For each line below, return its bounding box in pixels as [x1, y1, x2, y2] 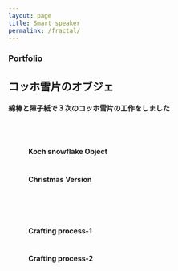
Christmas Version [28, 174, 92, 184]
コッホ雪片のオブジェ [8, 79, 114, 93]
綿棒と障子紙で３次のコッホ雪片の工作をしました [8, 103, 170, 113]
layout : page [8, 11, 52, 20]
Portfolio [8, 53, 43, 64]
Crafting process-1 [28, 225, 92, 236]
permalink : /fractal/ [8, 26, 81, 34]
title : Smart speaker [8, 19, 81, 27]
